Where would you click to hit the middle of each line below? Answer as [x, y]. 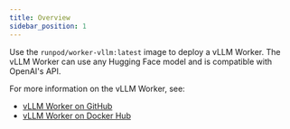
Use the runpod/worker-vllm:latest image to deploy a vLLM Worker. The [145, 51]
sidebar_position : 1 [48, 26]
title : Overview [40, 18]
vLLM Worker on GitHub [67, 106]
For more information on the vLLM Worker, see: [97, 88]
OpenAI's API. [35, 71]
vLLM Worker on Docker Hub [76, 115]
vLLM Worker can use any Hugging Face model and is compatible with [141, 61]
